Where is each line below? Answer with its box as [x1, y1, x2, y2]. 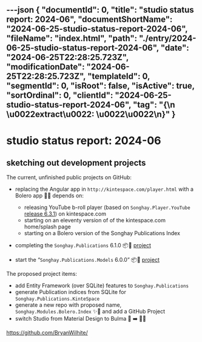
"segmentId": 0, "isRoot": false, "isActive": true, [6, 81, 195, 91]
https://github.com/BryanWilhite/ [6, 329, 88, 337]
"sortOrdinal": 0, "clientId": [6, 91, 113, 101]
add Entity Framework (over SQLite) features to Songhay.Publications [15, 282, 189, 289]
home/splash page [24, 223, 71, 230]
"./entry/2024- [138, 33, 197, 44]
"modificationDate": [6, 62, 85, 72]
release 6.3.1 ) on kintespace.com [24, 210, 106, 217]
